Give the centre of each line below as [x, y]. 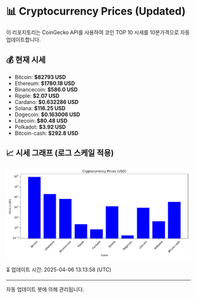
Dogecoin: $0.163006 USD [47, 114]
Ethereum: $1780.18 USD [45, 83]
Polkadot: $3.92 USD [40, 127]
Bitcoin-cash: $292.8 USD [47, 133]
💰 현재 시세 [26, 60]
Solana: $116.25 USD [40, 108]
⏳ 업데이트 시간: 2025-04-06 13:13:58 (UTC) [59, 269]
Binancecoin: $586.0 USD [46, 89]
